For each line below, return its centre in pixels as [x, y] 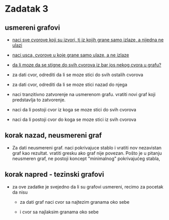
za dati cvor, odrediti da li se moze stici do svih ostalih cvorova [78, 75]
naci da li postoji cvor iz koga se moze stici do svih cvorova [74, 109]
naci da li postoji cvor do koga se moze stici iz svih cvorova [74, 119]
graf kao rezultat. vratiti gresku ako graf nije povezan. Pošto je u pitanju [87, 153]
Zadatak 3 [27, 9]
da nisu [20, 192]
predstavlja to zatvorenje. [39, 100]
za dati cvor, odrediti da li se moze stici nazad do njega [70, 85]
